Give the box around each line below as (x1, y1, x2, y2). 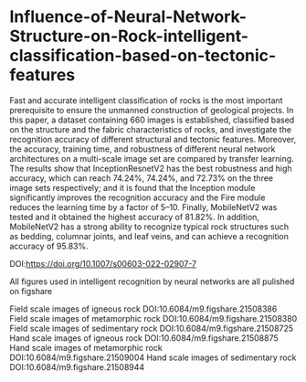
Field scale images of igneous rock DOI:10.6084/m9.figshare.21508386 (9, 303, 278, 314)
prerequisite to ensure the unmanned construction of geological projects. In (9, 104, 294, 115)
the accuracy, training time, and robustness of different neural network (9, 143, 276, 154)
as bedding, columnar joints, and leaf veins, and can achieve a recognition (9, 230, 290, 241)
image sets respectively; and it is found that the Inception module (9, 182, 256, 193)
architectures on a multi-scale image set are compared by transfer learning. (9, 153, 294, 164)
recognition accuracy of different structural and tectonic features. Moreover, (9, 133, 297, 144)
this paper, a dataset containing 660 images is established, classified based (9, 114, 295, 125)
